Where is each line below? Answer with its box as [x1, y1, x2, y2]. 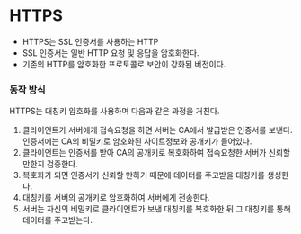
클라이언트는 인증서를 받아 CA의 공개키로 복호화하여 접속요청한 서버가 [22, 148, 267, 158]
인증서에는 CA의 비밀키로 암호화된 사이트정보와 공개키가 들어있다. [22, 136, 252, 147]
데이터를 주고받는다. [22, 215, 93, 226]
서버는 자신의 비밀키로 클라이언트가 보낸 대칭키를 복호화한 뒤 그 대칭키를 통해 [22, 203, 292, 214]
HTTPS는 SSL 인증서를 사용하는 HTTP [22, 36, 159, 47]
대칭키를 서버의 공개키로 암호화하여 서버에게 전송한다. [22, 193, 210, 203]
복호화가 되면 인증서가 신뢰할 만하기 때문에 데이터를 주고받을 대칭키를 [22, 170, 265, 181]
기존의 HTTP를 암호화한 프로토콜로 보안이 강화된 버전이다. [22, 58, 226, 69]
